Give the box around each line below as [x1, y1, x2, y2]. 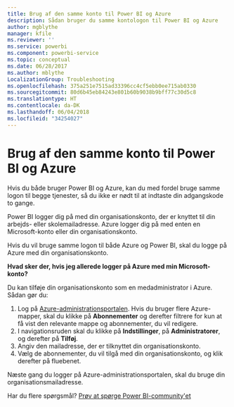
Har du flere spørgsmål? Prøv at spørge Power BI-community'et [7, 392, 191, 400]
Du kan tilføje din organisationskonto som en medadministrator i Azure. [7, 283, 213, 292]
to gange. [7, 199, 35, 207]
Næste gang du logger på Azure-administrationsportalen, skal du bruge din [7, 370, 226, 379]
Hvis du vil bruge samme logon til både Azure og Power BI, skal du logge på [7, 241, 227, 249]
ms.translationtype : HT [7, 96, 77, 103]
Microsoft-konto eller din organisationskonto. [7, 227, 138, 236]
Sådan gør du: [7, 290, 48, 299]
